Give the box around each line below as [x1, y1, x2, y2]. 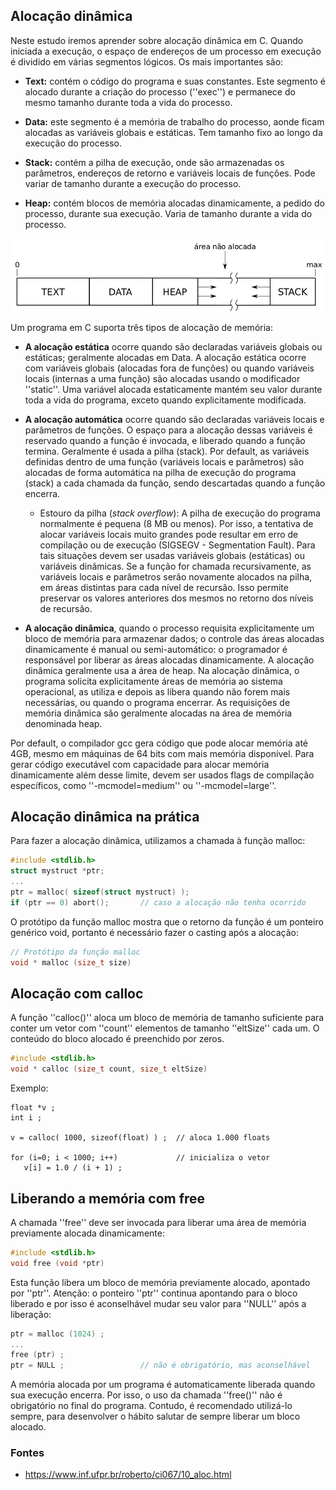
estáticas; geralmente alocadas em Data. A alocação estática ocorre [24, 351, 307, 363]
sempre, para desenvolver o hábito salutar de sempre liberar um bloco [10, 1410, 301, 1423]
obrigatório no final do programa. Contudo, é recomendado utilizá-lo [10, 1400, 293, 1412]
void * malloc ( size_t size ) [10, 957, 132, 968]
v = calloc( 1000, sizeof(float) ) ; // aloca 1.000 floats [10, 1133, 271, 1143]
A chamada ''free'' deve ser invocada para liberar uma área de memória [10, 1216, 307, 1228]
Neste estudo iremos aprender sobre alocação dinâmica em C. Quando [10, 34, 304, 46]
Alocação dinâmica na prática [10, 809, 200, 826]
